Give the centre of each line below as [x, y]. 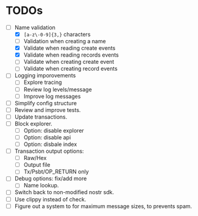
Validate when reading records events [71, 55]
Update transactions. [41, 117]
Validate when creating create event [69, 62]
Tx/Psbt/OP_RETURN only [56, 172]
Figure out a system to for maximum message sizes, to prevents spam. [103, 206]
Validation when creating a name [65, 41]
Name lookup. [41, 186]
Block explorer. [33, 124]
